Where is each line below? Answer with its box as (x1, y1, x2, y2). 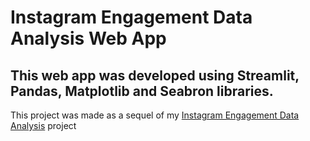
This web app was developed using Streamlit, (10, 67, 300, 84)
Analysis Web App (10, 27, 167, 50)
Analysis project (10, 120, 77, 131)
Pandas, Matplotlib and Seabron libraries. (10, 82, 274, 100)
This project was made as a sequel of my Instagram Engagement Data (10, 109, 300, 121)
